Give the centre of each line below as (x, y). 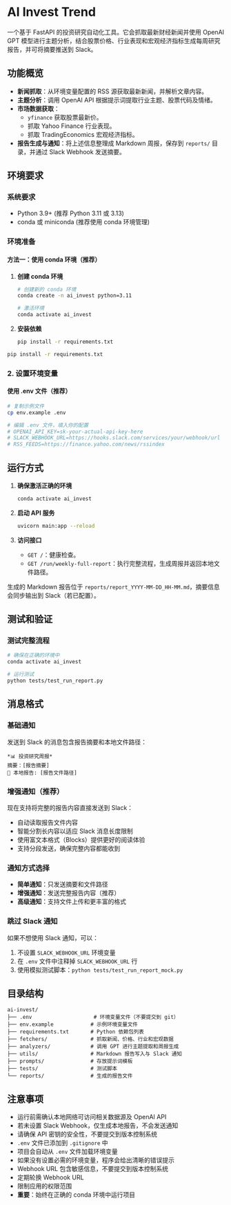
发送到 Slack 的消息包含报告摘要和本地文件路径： (77, 742)
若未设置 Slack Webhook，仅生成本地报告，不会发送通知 (98, 1125)
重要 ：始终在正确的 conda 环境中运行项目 (76, 1195)
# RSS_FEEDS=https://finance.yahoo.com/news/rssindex (86, 444)
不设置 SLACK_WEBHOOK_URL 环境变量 (66, 953)
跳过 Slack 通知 (32, 921)
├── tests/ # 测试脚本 (62, 1069)
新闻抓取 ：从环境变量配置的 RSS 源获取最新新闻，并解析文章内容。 (112, 91)
